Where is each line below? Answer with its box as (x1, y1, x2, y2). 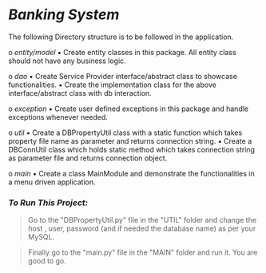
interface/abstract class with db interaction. (8, 88, 152, 97)
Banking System (8, 6, 120, 24)
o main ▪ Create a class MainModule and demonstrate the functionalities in (8, 168, 255, 178)
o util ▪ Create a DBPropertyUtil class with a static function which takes (8, 128, 243, 137)
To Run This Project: (8, 197, 89, 208)
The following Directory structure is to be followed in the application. (8, 32, 234, 42)
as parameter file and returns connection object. (8, 153, 168, 163)
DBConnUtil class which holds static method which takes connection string (8, 144, 256, 154)
